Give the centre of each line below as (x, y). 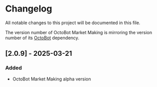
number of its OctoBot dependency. (42, 38)
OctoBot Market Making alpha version (52, 79)
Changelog (29, 9)
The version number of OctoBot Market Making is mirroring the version (79, 32)
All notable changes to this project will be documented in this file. (73, 23)
